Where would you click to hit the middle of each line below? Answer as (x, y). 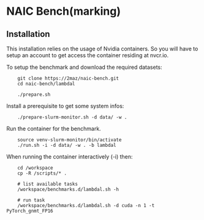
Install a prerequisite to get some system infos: (65, 106)
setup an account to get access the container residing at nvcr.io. (88, 55)
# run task (31, 200)
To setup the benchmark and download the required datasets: (84, 67)
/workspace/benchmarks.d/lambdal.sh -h (68, 189)
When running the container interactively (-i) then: (70, 157)
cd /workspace (35, 168)
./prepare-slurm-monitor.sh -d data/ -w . (72, 117)
